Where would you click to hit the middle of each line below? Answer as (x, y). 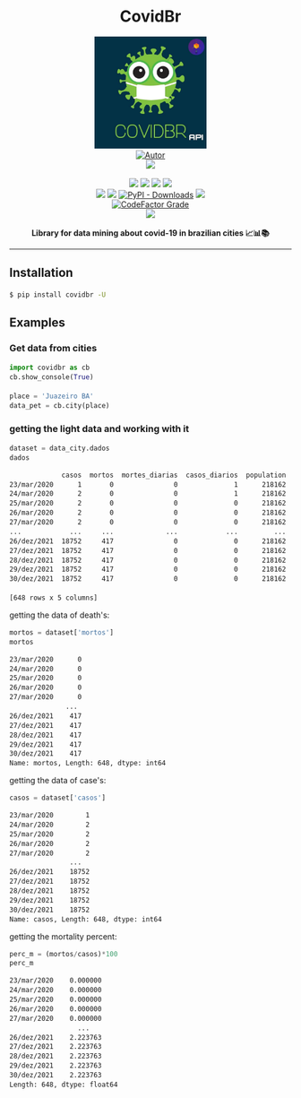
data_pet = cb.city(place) (60, 405)
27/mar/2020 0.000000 (56, 1018)
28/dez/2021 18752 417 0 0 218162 (148, 560)
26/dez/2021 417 (46, 716)
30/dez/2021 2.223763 (56, 1076)
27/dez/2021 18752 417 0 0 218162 (148, 550)
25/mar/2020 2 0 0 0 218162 (148, 504)
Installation (41, 273)
